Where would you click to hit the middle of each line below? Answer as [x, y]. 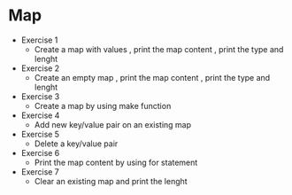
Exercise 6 [40, 152]
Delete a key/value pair [76, 144]
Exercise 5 [40, 134]
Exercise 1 [39, 40]
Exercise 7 [40, 172]
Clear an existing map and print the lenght [111, 181]
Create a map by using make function [103, 105]
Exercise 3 [40, 96]
